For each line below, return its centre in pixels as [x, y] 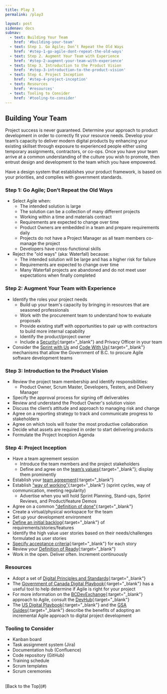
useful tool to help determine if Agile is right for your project [74, 589]
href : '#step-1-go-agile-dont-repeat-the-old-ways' [69, 51]
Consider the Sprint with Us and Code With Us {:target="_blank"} [79, 347]
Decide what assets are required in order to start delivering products [83, 430]
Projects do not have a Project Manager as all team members [83, 238]
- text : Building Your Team [39, 38]
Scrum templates [30, 665]
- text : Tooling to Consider [40, 93]
